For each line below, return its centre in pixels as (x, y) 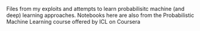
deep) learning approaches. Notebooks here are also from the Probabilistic (100, 15)
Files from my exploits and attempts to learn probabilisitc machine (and (95, 9)
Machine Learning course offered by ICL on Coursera (73, 22)
